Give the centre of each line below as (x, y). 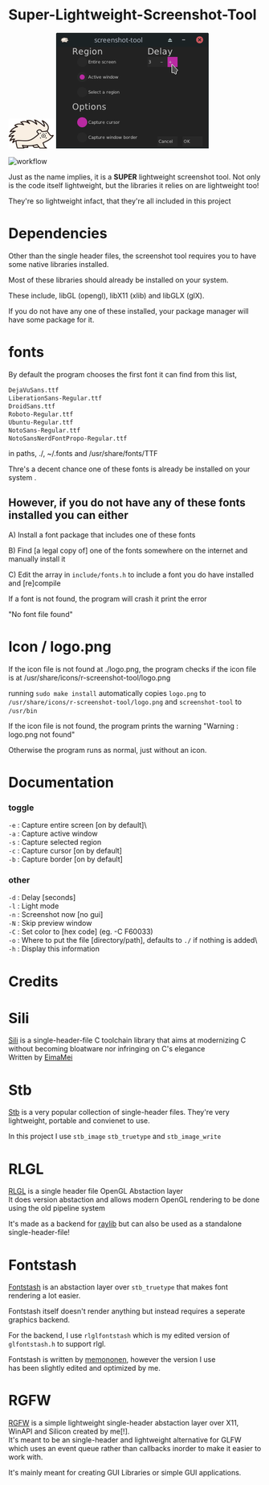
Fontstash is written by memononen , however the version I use (112, 1360)
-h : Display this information (54, 949)
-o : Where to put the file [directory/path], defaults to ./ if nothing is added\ (133, 940)
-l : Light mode (34, 906)
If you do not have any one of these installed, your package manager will (128, 311)
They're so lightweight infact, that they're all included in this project (120, 201)
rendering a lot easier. (45, 1296)
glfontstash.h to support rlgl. (57, 1344)
